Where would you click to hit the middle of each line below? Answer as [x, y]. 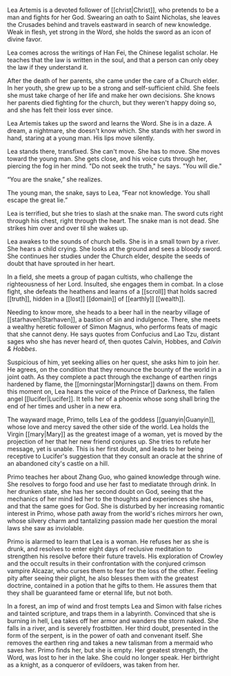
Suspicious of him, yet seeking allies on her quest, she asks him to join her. [113, 362]
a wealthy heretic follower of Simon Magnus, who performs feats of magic [113, 327]
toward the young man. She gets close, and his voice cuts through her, [108, 159]
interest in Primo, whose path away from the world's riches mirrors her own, [115, 514]
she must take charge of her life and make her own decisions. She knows [111, 95]
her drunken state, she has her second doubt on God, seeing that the [105, 491]
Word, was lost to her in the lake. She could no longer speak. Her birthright [113, 657]
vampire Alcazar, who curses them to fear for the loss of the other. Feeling [113, 571]
